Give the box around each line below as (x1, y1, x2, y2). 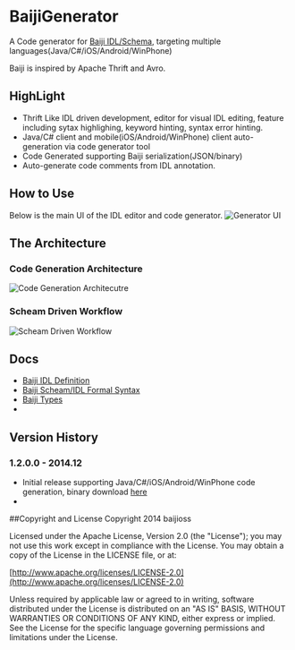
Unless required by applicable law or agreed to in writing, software (9, 594, 255, 605)
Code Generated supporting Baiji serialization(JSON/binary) (21, 150, 243, 161)
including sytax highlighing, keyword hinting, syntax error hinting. (21, 122, 264, 133)
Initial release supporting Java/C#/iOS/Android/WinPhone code (21, 477, 256, 488)
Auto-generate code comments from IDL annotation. (21, 159, 216, 171)
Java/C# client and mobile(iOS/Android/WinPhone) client (21, 132, 232, 142)
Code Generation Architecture (9, 262, 143, 275)
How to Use (9, 186, 75, 201)
